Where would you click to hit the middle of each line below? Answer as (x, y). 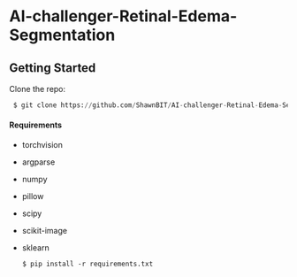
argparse (38, 162)
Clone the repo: (38, 89)
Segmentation (62, 35)
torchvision (42, 145)
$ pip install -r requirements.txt (88, 264)
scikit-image (45, 231)
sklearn (36, 248)
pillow (33, 196)
